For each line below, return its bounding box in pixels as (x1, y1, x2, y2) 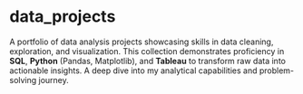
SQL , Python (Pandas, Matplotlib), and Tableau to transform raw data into (9, 55, 286, 66)
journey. (38, 74, 70, 85)
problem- (259, 65, 295, 76)
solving (9, 74, 37, 85)
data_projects (9, 6, 116, 27)
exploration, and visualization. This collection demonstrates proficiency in (9, 45, 285, 56)
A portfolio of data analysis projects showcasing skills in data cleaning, (9, 36, 274, 47)
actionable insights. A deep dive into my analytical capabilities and (9, 65, 258, 76)
